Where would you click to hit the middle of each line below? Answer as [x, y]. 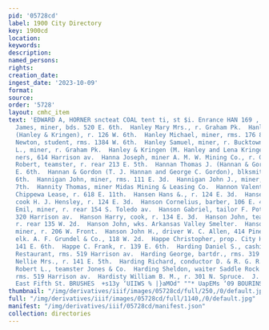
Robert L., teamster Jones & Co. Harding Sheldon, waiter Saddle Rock [138, 269]
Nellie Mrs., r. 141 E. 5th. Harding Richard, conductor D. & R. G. [134, 261]
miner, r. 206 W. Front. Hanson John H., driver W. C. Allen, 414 [130, 232]
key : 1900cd [28, 30]
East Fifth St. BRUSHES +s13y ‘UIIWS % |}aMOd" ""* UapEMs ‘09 [125, 284]
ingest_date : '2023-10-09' [53, 82]
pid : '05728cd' [34, 16]
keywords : [25, 46]
